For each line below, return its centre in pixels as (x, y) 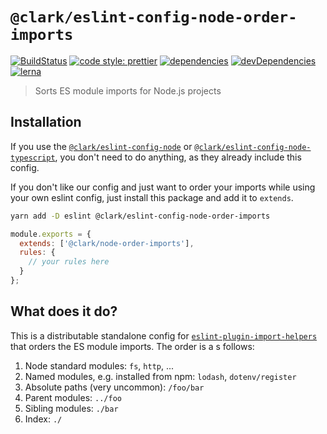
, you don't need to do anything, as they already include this (178, 157)
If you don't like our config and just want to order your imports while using (163, 187)
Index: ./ (43, 419)
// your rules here (69, 262)
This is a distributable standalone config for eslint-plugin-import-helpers (164, 335)
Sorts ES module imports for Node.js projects (128, 90)
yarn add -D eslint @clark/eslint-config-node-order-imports (140, 216)
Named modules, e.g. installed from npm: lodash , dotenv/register (160, 376)
